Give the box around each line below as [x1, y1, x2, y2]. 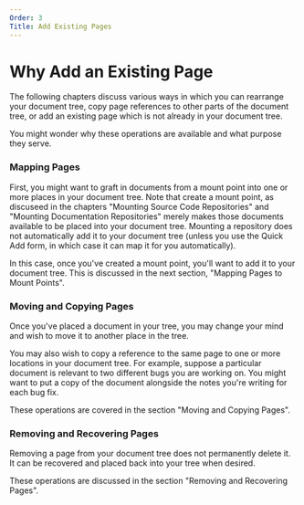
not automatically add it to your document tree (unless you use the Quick [9, 230, 284, 241]
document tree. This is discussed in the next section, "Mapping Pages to [9, 267, 283, 279]
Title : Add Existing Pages [9, 22, 112, 31]
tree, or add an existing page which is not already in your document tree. [9, 110, 283, 121]
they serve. [9, 138, 52, 149]
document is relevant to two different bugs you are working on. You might [9, 367, 287, 379]
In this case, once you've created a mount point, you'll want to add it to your [9, 258, 296, 268]
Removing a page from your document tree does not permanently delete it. [9, 448, 291, 459]
